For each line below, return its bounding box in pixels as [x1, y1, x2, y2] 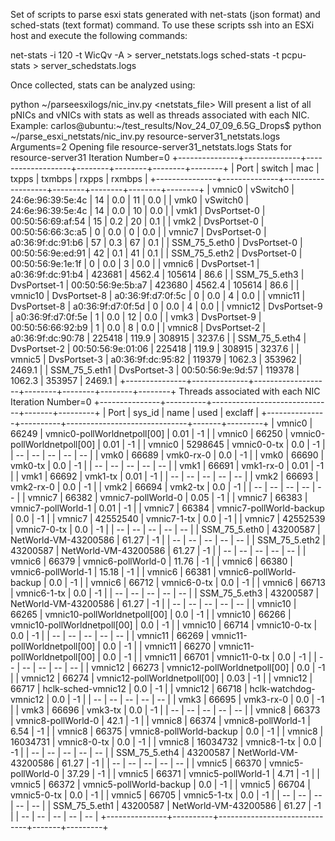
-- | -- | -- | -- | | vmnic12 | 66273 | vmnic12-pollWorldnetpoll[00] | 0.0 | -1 [21, 662, 326, 673]
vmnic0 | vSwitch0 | [211, 184, 295, 195]
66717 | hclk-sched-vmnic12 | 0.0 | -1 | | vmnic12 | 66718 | [10, 683, 248, 694]
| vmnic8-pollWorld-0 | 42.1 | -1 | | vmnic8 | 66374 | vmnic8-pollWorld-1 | [10, 715, 311, 726]
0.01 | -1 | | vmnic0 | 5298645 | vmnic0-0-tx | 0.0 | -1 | [102, 439, 326, 450]
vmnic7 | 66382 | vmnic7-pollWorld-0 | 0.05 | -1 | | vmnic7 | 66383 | [27, 492, 308, 503]
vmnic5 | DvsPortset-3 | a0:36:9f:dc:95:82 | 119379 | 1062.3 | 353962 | [10, 354, 303, 365]
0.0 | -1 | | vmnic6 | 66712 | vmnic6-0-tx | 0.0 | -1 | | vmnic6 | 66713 [48, 577, 326, 588]
